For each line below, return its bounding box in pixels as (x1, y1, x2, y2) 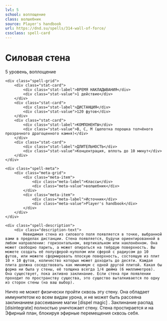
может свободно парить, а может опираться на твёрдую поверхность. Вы (5, 245, 155, 250)
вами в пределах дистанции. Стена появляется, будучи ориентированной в (5, 236, 160, 241)
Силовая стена (5, 52, 70, 64)
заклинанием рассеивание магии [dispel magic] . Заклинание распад (5, 299, 153, 305)
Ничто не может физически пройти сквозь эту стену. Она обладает (5, 288, 150, 294)
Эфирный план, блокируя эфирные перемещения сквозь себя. (5, 310, 139, 316)
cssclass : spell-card (5, 31, 50, 36)
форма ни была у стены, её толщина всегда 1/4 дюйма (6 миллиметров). (5, 266, 155, 272)
